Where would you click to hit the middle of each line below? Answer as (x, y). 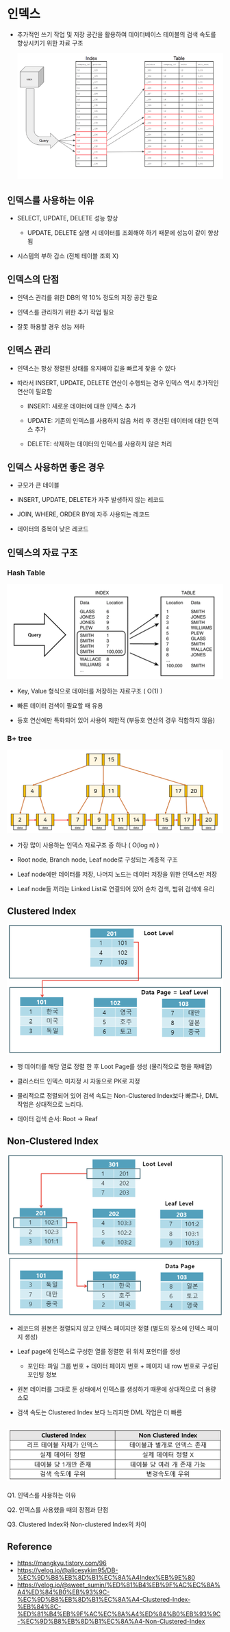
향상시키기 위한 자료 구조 (50, 43)
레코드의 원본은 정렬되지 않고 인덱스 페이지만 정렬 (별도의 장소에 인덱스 (111, 1328)
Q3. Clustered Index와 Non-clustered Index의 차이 (77, 1524)
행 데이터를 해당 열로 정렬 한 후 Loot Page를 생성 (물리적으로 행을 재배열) (114, 1067)
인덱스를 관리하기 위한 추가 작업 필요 (65, 312)
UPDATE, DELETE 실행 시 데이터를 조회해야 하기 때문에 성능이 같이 (117, 233)
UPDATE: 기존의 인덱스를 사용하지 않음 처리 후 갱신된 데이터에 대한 (116, 420)
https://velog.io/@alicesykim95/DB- (67, 1570)
